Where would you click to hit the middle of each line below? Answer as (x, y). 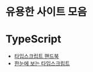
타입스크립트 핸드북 (36, 56)
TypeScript (33, 39)
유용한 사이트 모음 (46, 12)
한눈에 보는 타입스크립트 (42, 64)
